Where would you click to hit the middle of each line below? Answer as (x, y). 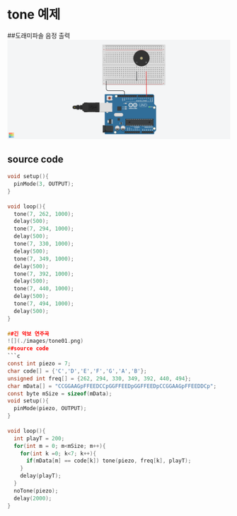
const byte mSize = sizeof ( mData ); (60, 394)
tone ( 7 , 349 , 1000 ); (44, 259)
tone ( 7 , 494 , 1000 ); (44, 304)
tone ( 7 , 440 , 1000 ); (44, 289)
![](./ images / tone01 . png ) (45, 341)
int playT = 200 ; (39, 438)
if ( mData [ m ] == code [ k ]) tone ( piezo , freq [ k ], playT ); (109, 461)
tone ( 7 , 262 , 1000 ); (44, 214)
